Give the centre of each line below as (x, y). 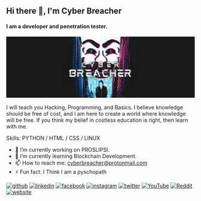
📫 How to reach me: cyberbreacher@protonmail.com (81, 163)
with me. (17, 126)
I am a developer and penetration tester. (57, 26)
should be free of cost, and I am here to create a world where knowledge (96, 114)
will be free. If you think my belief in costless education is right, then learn (97, 120)
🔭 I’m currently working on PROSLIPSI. (62, 150)
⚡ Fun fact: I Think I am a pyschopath (60, 172)
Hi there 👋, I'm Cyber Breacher (64, 11)
